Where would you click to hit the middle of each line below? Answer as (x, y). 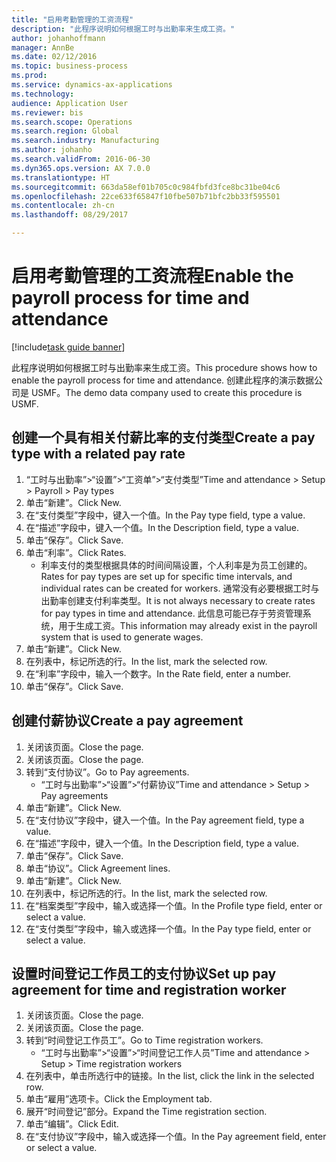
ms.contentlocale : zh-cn (63, 206)
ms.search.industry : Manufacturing (85, 141)
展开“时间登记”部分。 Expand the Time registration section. (146, 1112)
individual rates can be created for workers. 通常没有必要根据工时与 (180, 588)
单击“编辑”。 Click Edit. (72, 1124)
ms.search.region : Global (65, 131)
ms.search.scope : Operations (72, 122)
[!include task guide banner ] (68, 347)
